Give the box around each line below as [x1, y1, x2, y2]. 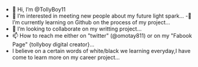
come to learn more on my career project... [12, 54, 120, 61]
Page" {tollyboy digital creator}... [12, 41, 94, 48]
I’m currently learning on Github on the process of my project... [12, 19, 171, 26]
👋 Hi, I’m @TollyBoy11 [12, 6, 66, 13]
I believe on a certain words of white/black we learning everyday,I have [12, 48, 191, 54]
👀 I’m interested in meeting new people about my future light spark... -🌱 [12, 12, 192, 19]
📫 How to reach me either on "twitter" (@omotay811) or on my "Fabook [12, 32, 193, 39]
